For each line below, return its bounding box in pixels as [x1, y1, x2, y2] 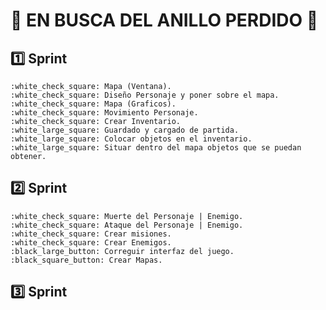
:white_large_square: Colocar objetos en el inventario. [10, 134, 253, 144]
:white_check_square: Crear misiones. [10, 229, 172, 239]
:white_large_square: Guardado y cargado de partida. [10, 125, 240, 135]
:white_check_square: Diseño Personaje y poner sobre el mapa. [10, 90, 280, 100]
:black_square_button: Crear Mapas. [10, 255, 163, 265]
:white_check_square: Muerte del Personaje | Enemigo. [10, 211, 244, 221]
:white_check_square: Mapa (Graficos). [10, 99, 177, 109]
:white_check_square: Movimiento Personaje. [10, 108, 199, 118]
